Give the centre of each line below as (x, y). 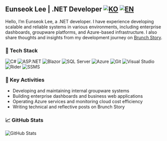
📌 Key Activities (25, 80)
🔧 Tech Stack (22, 50)
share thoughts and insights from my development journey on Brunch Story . (84, 37)
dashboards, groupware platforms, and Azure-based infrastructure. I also (81, 32)
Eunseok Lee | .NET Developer (54, 9)
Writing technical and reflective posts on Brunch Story (68, 107)
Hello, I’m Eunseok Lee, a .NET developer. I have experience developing (80, 21)
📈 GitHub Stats (24, 120)
